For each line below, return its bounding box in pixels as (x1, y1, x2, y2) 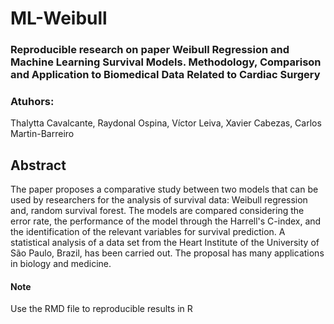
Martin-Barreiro (10, 128, 75, 140)
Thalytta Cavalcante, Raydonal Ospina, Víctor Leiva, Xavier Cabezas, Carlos (10, 117, 322, 129)
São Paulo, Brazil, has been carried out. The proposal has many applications (10, 247, 325, 259)
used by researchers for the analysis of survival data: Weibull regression (10, 194, 308, 206)
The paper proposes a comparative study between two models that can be (10, 183, 319, 196)
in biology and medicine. (10, 258, 112, 270)
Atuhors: (10, 95, 55, 109)
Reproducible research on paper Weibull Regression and (10, 43, 290, 57)
